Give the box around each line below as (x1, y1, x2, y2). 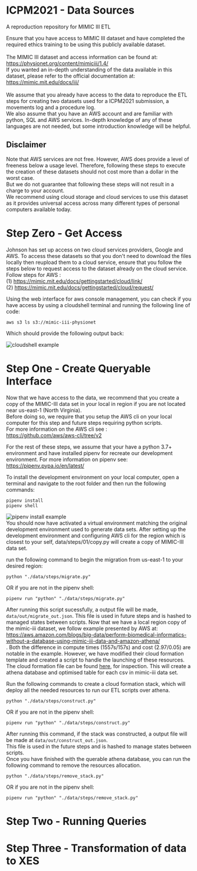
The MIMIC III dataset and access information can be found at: (6, 53, 158, 60)
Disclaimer (6, 140, 47, 150)
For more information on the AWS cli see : (6, 425, 107, 433)
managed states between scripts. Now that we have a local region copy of (6, 618, 187, 625)
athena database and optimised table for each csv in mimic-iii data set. (6, 669, 179, 676)
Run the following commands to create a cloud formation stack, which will (6, 680, 186, 687)
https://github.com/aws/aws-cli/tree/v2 (6, 431, 102, 438)
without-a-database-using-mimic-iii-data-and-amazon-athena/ (6, 637, 160, 644)
